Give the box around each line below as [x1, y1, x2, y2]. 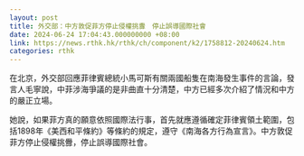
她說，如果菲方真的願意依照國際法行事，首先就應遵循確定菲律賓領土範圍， [9, 115, 287, 125]
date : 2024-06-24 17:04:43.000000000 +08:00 [9, 30, 180, 39]
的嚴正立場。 [9, 96, 57, 106]
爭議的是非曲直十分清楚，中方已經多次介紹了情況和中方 [88, 84, 295, 95]
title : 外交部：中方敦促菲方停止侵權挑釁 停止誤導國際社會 [9, 22, 206, 31]
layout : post [9, 13, 59, 23]
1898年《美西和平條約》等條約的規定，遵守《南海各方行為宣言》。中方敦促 [16, 125, 293, 136]
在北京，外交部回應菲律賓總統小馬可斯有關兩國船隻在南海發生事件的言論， [9, 73, 287, 84]
